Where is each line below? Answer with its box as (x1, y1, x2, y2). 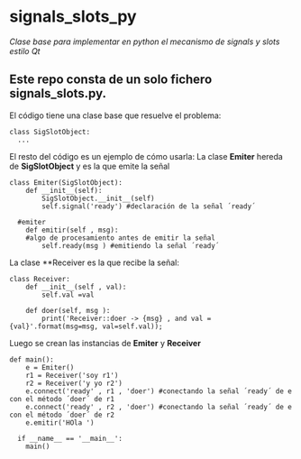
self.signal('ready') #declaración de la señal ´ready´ (41, 201, 256, 211)
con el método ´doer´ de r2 (9, 410, 115, 419)
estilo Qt (9, 45, 41, 56)
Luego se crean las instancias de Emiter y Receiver (9, 337, 201, 348)
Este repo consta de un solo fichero (9, 72, 213, 87)
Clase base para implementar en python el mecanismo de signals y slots (9, 36, 280, 47)
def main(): (9, 354, 54, 364)
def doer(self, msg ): (25, 306, 111, 315)
